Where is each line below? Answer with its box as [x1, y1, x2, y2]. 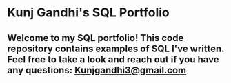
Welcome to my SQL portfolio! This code [7, 32, 184, 44]
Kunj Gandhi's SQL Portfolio [7, 5, 170, 21]
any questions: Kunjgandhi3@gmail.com [7, 64, 187, 76]
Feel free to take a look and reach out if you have [7, 54, 219, 65]
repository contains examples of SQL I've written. [7, 43, 225, 54]
